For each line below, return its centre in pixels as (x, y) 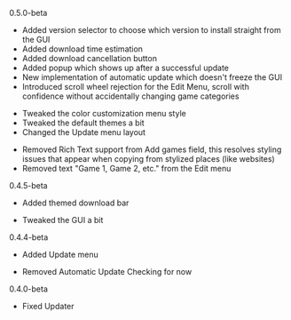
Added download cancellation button (90, 58)
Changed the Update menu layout (84, 132)
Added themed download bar (75, 203)
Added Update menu (60, 254)
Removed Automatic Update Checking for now (107, 272)
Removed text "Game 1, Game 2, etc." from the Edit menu (126, 168)
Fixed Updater (48, 306)
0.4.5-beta (28, 185)
